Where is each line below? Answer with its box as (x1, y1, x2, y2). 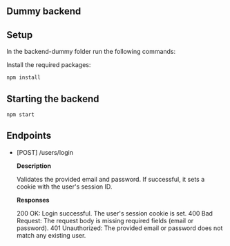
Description (16, 162, 51, 170)
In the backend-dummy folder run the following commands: (6, 48, 176, 56)
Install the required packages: (6, 61, 91, 69)
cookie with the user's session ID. (16, 182, 113, 191)
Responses (16, 196, 50, 204)
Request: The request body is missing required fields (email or (16, 216, 194, 225)
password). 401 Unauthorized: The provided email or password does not (16, 224, 223, 232)
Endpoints (6, 130, 52, 142)
